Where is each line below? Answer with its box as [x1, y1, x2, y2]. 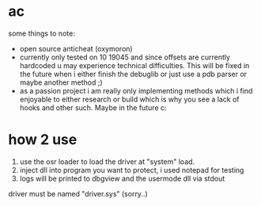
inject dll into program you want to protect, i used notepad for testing [19, 165, 244, 174]
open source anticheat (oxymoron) [19, 44, 133, 53]
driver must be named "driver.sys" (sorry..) [8, 189, 148, 198]
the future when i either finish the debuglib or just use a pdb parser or [19, 69, 248, 78]
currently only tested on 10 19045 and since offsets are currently [19, 52, 231, 62]
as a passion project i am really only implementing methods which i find [19, 86, 253, 95]
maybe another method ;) [19, 78, 103, 87]
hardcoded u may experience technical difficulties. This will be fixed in [19, 60, 250, 70]
